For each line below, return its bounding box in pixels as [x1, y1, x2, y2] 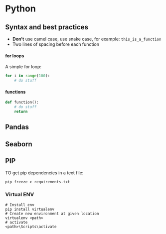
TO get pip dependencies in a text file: [5, 170, 84, 176]
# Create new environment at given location [5, 211, 99, 216]
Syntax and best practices [5, 23, 89, 31]
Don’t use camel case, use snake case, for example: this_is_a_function [12, 36, 162, 42]
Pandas [5, 123, 29, 131]
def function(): [5, 100, 39, 105]
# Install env [5, 202, 35, 207]
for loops [5, 53, 24, 59]
